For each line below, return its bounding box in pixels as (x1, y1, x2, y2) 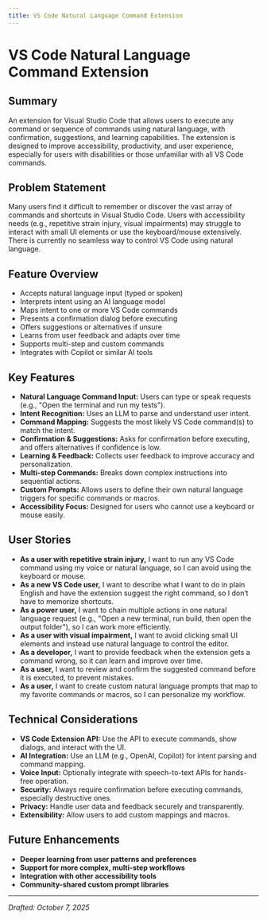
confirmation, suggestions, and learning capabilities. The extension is (8, 132, 236, 142)
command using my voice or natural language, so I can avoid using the (19, 563, 252, 572)
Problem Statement (8, 181, 106, 195)
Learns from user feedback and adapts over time (19, 331, 180, 341)
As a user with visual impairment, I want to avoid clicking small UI (19, 630, 238, 640)
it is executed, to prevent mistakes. (19, 672, 134, 682)
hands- (223, 767, 248, 777)
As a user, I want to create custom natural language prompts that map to (19, 681, 258, 691)
